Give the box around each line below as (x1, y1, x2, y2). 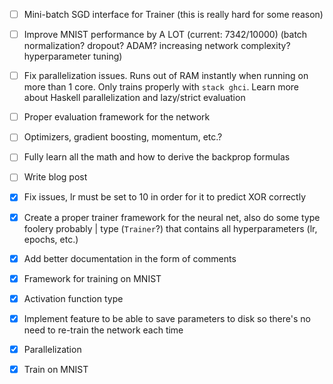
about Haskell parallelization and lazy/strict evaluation (23, 92, 246, 104)
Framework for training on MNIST (23, 272, 162, 284)
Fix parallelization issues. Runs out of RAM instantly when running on (23, 70, 309, 82)
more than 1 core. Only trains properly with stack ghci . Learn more (23, 81, 299, 93)
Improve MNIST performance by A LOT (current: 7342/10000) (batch (23, 29, 308, 41)
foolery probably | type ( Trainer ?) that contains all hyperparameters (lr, (23, 222, 318, 234)
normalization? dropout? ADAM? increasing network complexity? (23, 40, 291, 52)
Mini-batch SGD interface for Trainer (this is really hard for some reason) (23, 9, 324, 20)
